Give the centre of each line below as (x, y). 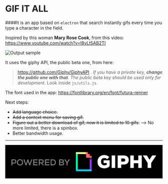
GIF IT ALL (27, 9)
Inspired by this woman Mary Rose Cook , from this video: (64, 38)
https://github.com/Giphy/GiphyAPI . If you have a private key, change (90, 72)
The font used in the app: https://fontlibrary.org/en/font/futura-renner (77, 92)
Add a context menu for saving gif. (48, 117)
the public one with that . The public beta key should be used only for (89, 77)
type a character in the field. (34, 28)
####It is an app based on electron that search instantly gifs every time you (84, 23)
